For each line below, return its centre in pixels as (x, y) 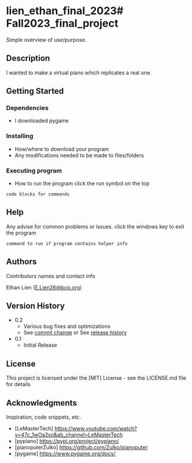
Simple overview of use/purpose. (46, 40)
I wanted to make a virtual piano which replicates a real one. (79, 73)
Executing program (34, 171)
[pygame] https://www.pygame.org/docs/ (65, 454)
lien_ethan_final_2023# (65, 11)
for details (18, 384)
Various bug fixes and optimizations (67, 327)
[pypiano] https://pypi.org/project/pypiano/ (67, 441)
